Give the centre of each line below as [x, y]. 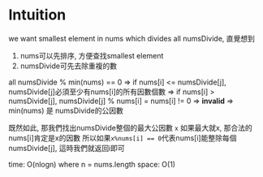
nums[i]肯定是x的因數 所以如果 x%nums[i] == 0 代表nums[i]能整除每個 [123, 138]
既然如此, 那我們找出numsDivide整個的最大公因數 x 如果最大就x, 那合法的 [131, 127]
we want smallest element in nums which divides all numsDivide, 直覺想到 [132, 38]
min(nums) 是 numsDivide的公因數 [66, 110]
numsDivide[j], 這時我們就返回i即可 [67, 148]
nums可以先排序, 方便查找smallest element [92, 55]
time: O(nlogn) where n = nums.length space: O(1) [92, 164]
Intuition [37, 15]
